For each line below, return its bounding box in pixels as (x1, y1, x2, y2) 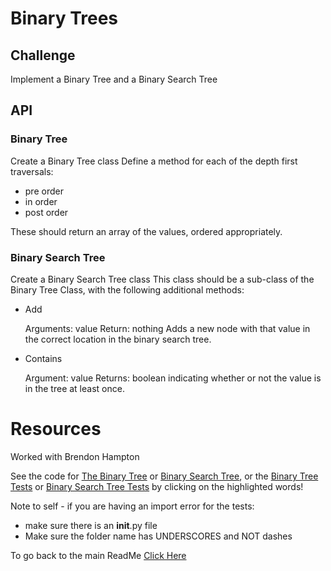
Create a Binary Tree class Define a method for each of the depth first (10, 155, 298, 167)
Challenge (10, 47, 76, 64)
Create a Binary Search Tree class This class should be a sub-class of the (10, 273, 315, 285)
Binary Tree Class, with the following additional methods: (10, 283, 245, 296)
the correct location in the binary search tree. (24, 333, 212, 345)
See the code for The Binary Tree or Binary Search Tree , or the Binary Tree (10, 470, 319, 482)
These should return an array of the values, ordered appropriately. (10, 225, 283, 237)
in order (24, 195, 58, 207)
